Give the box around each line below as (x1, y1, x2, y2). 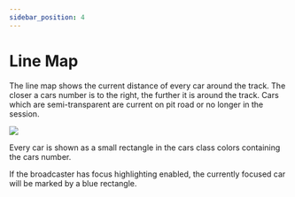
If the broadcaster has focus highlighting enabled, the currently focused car (9, 169, 286, 179)
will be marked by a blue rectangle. (9, 178, 137, 188)
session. (9, 108, 40, 119)
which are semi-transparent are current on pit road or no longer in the (9, 99, 264, 110)
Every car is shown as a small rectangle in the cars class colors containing (9, 142, 281, 153)
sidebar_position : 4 (9, 12, 86, 22)
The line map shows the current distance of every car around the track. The (9, 80, 286, 91)
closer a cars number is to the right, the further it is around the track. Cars (9, 89, 279, 100)
